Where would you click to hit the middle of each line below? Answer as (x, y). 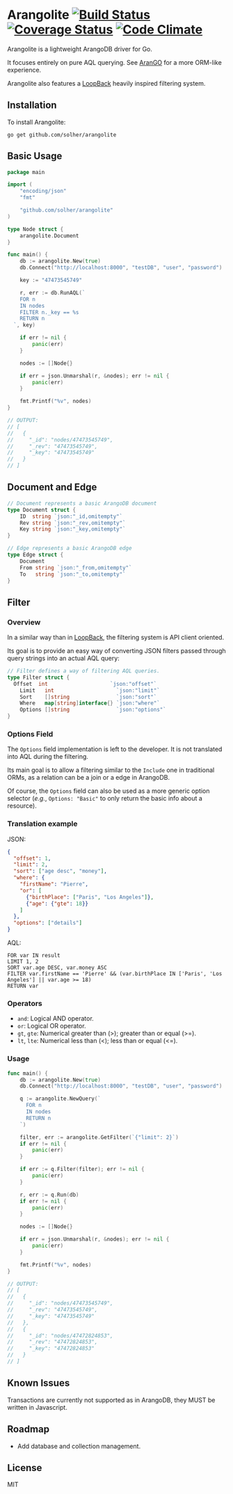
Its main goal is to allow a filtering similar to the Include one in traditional (111, 770)
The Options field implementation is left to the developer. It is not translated (115, 749)
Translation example (42, 824)
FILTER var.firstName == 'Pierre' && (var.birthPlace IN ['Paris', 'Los (115, 974)
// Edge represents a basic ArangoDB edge (70, 549)
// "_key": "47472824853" (51, 1348)
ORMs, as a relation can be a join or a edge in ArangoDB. (89, 778)
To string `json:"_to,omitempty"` (73, 574)
